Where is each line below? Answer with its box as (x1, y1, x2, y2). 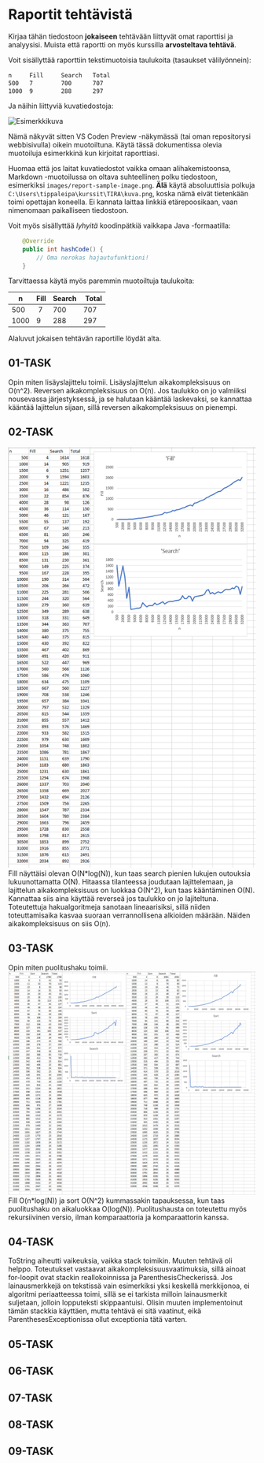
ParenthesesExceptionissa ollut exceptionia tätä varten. (8, 1315, 188, 1324)
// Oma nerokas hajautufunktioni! (36, 254, 149, 262)
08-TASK (8, 1418, 54, 1431)
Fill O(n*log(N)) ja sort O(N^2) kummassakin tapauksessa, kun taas (8, 1196, 225, 1205)
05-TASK (8, 1338, 53, 1351)
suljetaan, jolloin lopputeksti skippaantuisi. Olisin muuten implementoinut (8, 1298, 244, 1308)
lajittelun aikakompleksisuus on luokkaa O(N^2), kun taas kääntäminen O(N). (8, 885, 255, 895)
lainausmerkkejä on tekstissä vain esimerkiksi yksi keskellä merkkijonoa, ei (8, 1281, 250, 1290)
